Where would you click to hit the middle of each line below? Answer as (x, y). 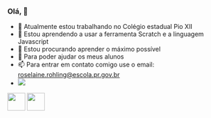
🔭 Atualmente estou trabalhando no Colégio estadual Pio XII (105, 27)
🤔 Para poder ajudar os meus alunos (71, 57)
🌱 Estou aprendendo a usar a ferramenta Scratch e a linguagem (111, 34)
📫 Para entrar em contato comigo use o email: (86, 65)
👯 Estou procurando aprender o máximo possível (89, 49)
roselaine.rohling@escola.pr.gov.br (69, 75)
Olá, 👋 (18, 11)
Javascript (33, 42)
